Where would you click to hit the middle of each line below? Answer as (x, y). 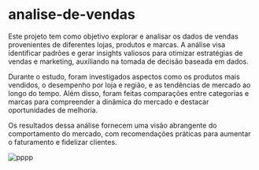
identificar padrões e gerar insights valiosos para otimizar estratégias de (126, 53)
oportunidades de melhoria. (53, 110)
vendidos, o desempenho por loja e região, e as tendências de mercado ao (129, 85)
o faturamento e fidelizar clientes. (63, 142)
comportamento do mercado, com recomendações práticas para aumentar (129, 133)
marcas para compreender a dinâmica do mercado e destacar (109, 102)
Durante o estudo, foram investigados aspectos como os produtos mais (124, 76)
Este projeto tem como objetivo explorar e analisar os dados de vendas (123, 36)
